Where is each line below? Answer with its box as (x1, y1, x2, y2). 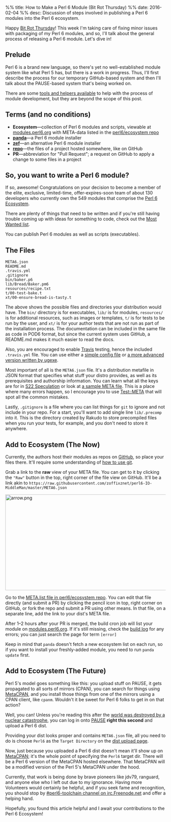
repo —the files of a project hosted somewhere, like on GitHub (12, 145, 143, 152)
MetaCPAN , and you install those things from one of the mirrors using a (5, 691, 155, 697)
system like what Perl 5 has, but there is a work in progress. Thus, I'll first (5, 69, 159, 75)
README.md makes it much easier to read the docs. (5, 336, 115, 343)
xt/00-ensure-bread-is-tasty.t (5, 295, 72, 300)
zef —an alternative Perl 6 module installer (12, 140, 101, 146)
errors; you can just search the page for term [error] (5, 631, 117, 638)
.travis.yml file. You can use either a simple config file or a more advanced (5, 352, 164, 358)
